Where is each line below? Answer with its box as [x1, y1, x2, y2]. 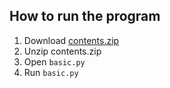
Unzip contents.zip [23, 45, 102, 57]
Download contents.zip [23, 34, 120, 46]
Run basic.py [23, 66, 79, 78]
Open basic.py [23, 55, 86, 68]
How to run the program [9, 8, 161, 25]
